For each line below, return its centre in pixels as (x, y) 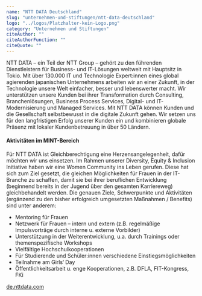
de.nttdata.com (25, 287)
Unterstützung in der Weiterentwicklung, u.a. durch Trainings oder (97, 237)
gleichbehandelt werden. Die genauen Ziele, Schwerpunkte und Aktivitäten (99, 193)
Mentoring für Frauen (41, 217)
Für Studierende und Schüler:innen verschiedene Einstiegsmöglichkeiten (105, 256)
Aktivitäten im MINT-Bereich (43, 141)
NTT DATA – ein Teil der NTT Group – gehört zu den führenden (84, 63)
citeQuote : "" (24, 46)
